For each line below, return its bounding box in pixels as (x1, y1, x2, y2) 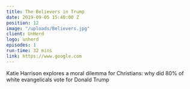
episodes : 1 (6, 42, 36, 48)
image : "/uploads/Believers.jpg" (6, 25, 90, 32)
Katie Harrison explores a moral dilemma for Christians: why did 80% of (6, 69, 185, 76)
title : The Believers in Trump (6, 8, 85, 15)
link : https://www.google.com (6, 53, 82, 59)
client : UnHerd (6, 31, 44, 37)
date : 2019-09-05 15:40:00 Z (6, 14, 79, 20)
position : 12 (6, 20, 39, 26)
